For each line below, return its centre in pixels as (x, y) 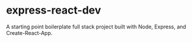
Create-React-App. (29, 33)
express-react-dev (54, 10)
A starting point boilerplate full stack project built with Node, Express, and (96, 27)
